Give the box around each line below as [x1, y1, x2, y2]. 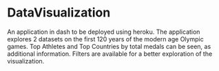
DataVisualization [7, 5, 111, 21]
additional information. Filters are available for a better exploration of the [7, 50, 213, 58]
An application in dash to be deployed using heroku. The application [7, 28, 200, 36]
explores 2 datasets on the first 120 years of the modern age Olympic [7, 34, 205, 43]
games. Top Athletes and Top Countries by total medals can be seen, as [7, 42, 211, 50]
